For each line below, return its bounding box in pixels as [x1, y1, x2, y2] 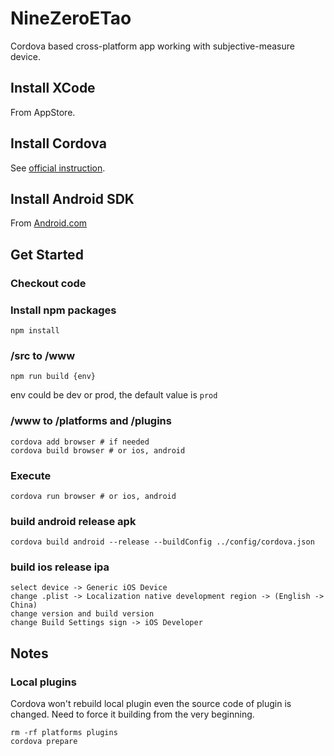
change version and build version [10, 609, 155, 619]
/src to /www [10, 348, 76, 362]
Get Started [10, 246, 84, 263]
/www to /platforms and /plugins [10, 414, 172, 428]
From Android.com [10, 217, 88, 229]
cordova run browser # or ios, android [10, 491, 177, 501]
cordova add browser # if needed [10, 437, 150, 447]
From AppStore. [10, 106, 76, 118]
